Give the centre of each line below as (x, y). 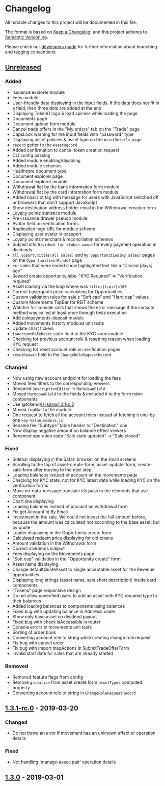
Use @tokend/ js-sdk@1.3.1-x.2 (43, 404)
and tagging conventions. (31, 52)
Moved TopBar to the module (41, 409)
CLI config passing (31, 155)
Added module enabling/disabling (46, 160)
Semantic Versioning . (27, 37)
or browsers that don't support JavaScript (55, 202)
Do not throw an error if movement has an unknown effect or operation (84, 733)
